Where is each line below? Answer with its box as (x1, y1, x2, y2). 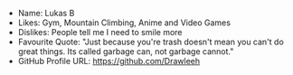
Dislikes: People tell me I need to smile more (17, 27, 183, 37)
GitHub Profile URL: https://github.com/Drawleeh (17, 56, 201, 66)
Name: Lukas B (17, 8, 75, 18)
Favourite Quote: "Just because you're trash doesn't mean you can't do (17, 36, 285, 47)
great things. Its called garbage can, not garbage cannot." (17, 46, 234, 57)
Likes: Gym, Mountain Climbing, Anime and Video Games (17, 17, 231, 28)
